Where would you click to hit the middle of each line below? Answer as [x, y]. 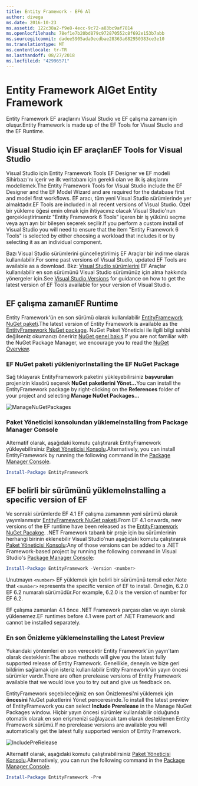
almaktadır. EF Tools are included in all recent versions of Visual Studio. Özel [98, 204]
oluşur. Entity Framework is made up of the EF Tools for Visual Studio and [95, 125]
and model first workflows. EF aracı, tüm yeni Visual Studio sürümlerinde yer [99, 199]
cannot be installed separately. [43, 623]
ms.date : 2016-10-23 [32, 22]
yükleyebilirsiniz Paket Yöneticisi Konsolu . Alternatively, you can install [91, 449]
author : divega [25, 17]
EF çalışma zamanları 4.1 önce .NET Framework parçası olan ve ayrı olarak [96, 610]
